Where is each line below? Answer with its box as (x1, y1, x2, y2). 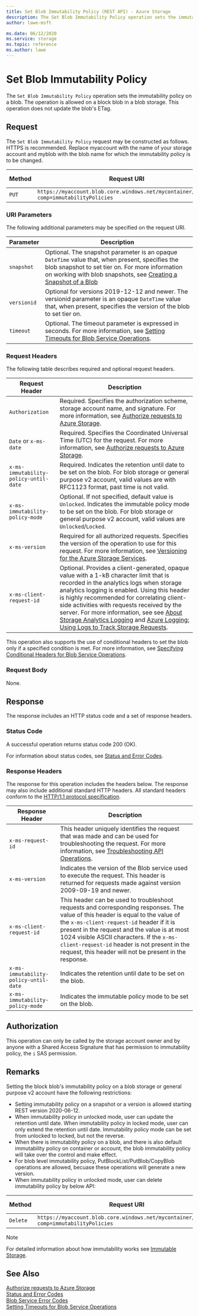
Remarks (6, 1067, 40, 1077)
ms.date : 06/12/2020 (6, 30, 57, 36)
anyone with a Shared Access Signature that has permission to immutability (6, 1043, 191, 1051)
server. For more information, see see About (59, 608, 182, 617)
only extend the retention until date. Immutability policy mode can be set (14, 1125, 191, 1133)
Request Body (6, 666, 47, 674)
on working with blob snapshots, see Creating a (44, 270, 178, 278)
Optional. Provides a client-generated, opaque (59, 564, 190, 572)
